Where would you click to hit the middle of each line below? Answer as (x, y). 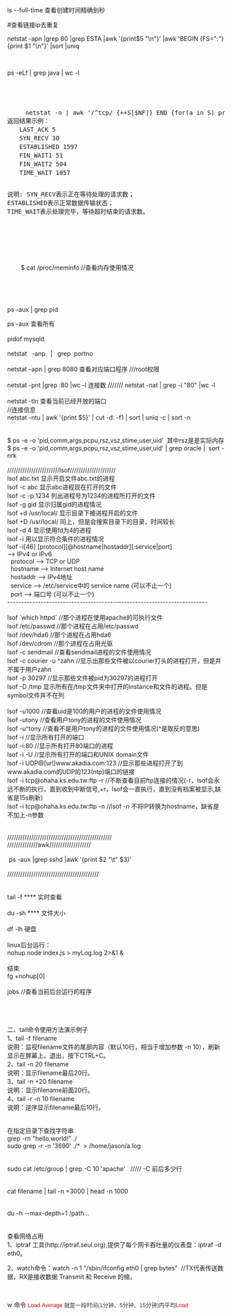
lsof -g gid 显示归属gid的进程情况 (55, 504)
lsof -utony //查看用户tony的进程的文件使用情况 (74, 720)
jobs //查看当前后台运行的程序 (49, 991)
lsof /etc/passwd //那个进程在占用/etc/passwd (73, 626)
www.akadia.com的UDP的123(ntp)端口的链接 (71, 772)
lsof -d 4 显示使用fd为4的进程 (49, 530)
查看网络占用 (25, 1236)
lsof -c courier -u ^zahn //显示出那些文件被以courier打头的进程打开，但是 (111, 661)
